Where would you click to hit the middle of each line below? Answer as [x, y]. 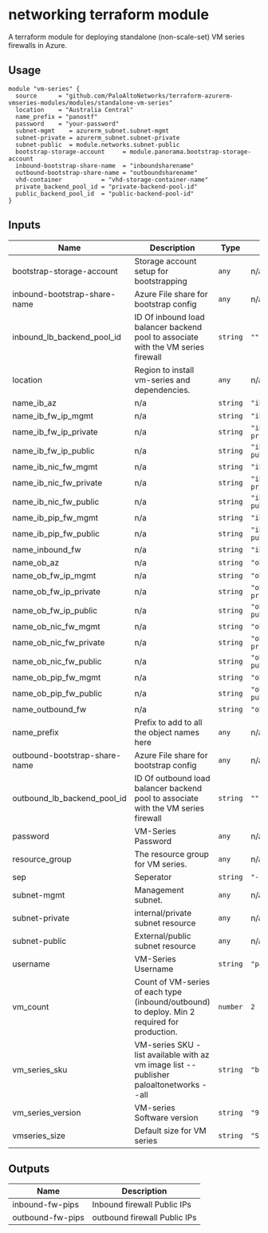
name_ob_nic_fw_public [57, 661]
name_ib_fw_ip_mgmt [53, 415]
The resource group [171, 854]
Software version [166, 1117]
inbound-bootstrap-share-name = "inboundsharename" [105, 165]
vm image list [160, 1065]
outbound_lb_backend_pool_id [70, 798]
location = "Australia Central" [75, 109]
